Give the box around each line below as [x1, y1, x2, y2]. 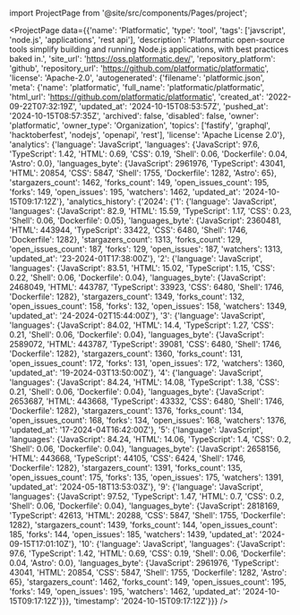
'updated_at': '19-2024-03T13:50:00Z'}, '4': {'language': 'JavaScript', [9, 367, 263, 378]
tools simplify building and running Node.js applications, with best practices [9, 44, 289, 55]
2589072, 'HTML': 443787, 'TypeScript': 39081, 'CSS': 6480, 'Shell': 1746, [9, 339, 282, 349]
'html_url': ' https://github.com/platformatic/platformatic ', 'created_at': [9, 91, 264, 102]
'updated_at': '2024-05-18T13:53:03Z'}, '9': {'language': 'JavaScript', [9, 482, 264, 491]
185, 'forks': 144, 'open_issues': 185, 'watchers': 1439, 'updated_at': [9, 529, 258, 540]
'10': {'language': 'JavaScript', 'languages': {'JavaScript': [79, 539, 286, 549]
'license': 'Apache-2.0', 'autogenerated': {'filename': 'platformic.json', [9, 73, 265, 83]
